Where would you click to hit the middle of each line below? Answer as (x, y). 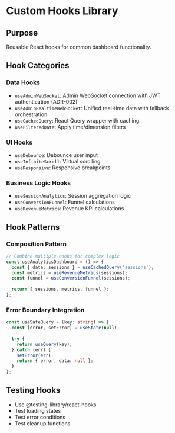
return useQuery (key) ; (44, 344)
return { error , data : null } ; (55, 361)
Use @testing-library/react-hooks (55, 405)
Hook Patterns (33, 227)
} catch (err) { (31, 350)
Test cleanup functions (42, 423)
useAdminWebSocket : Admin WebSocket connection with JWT (87, 95)
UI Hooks (19, 142)
